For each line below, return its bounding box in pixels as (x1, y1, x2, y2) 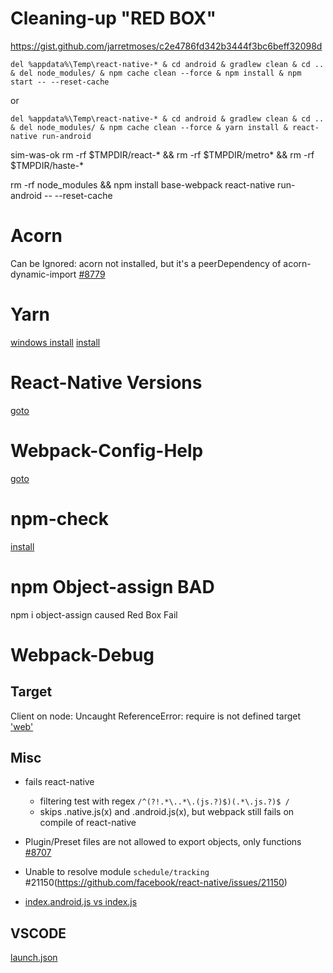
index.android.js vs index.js (24, 896, 138, 908)
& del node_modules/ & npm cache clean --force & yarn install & (10, 122, 288, 132)
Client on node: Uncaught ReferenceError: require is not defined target (10, 710, 301, 722)
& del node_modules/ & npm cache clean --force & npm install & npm (10, 68, 302, 78)
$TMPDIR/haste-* (10, 159, 85, 171)
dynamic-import (10, 268, 77, 280)
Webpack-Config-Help (10, 439, 204, 462)
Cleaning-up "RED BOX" (10, 7, 217, 30)
